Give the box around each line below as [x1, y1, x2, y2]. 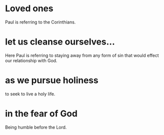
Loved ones [5, 3, 54, 14]
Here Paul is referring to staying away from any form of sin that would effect [5, 52, 159, 58]
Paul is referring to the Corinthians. [5, 19, 76, 25]
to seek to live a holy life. [5, 91, 55, 97]
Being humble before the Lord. [5, 124, 67, 130]
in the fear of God [5, 108, 78, 119]
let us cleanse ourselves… [5, 36, 115, 47]
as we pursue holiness [5, 75, 99, 86]
